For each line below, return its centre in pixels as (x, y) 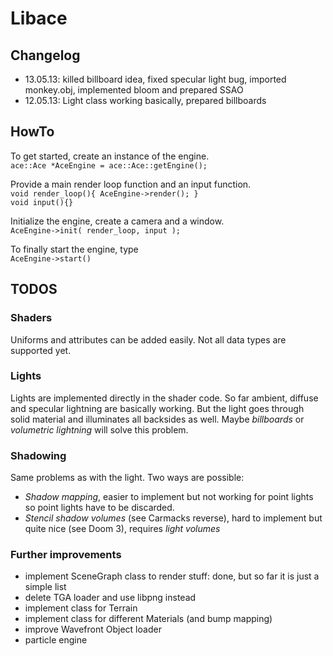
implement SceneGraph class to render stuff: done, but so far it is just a (172, 576)
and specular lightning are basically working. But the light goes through (157, 408)
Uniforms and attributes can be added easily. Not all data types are (148, 339)
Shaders (31, 318)
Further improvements (66, 555)
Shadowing (38, 455)
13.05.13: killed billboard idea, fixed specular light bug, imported (155, 79)
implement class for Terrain (81, 608)
